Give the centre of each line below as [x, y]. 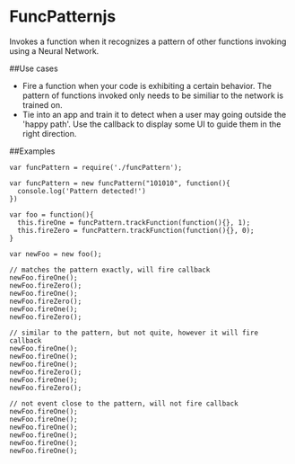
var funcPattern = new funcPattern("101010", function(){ [120, 183]
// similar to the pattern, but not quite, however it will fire [134, 333]
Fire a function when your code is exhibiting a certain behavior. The [147, 85]
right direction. [49, 133]
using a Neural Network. [54, 50]
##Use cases [34, 68]
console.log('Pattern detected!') [82, 191]
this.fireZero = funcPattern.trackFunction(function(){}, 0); [136, 230]
